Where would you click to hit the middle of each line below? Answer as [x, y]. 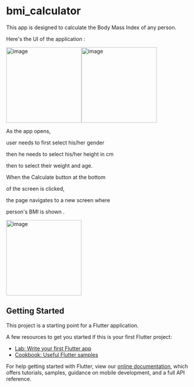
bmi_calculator [44, 11]
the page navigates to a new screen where [58, 200]
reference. [19, 379]
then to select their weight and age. [50, 165]
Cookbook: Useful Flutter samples [56, 354]
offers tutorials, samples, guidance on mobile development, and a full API [96, 372]
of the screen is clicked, [36, 188]
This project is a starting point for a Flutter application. [72, 325]
